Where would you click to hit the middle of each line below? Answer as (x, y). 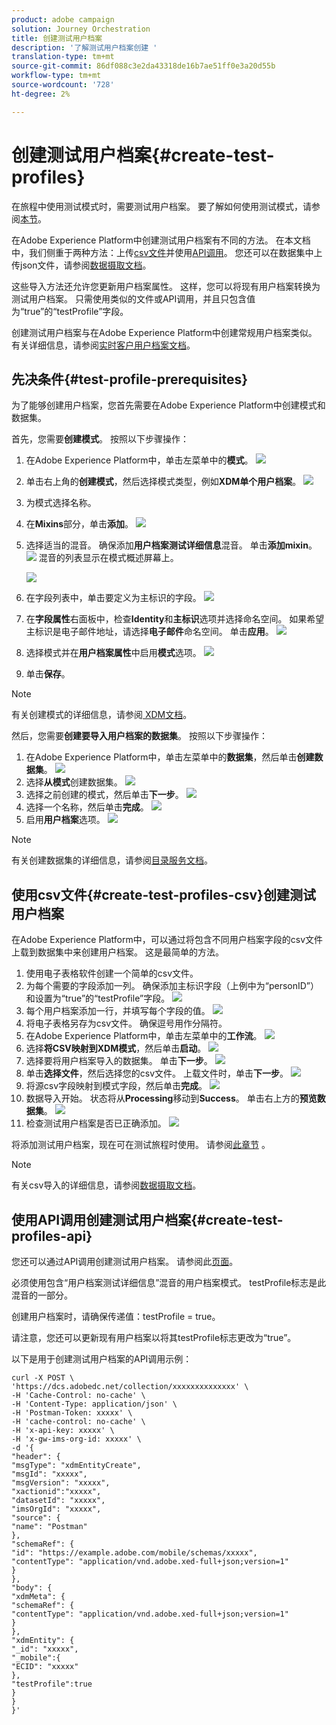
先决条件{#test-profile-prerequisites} (130, 379)
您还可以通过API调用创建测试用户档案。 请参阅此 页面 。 (125, 1261)
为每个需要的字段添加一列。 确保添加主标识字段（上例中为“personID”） (172, 986)
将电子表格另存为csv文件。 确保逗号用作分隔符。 (126, 1023)
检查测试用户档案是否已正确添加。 (96, 1123)
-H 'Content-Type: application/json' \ (94, 1404)
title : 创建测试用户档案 (57, 38)
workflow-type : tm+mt (56, 76)
